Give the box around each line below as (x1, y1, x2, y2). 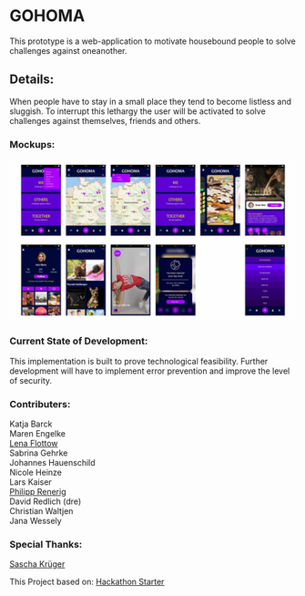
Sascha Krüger (9, 559, 66, 570)
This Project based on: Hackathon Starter (9, 576, 165, 588)
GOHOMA (9, 5, 86, 26)
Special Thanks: (9, 539, 83, 551)
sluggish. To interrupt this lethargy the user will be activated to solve (9, 106, 266, 117)
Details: (9, 72, 55, 87)
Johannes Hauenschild (9, 457, 96, 468)
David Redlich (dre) (9, 496, 82, 507)
